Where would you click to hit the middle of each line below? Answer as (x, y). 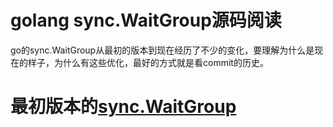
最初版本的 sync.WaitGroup (123, 107)
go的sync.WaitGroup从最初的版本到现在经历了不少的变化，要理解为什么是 (162, 50)
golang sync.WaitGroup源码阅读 (146, 20)
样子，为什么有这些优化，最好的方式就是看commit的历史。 (148, 62)
